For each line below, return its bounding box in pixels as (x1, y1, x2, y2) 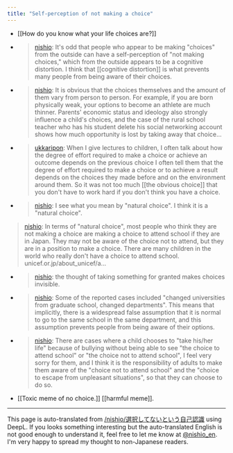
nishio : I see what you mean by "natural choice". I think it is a (34, 201, 208, 209)
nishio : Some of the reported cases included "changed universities (34, 293, 225, 302)
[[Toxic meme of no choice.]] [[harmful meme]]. (17, 394, 155, 402)
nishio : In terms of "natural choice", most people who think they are (24, 222, 217, 230)
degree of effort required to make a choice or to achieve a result (34, 165, 218, 174)
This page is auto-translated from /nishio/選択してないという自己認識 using (7, 415, 222, 423)
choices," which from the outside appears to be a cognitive (34, 57, 203, 66)
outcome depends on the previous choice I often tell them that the (34, 158, 223, 167)
